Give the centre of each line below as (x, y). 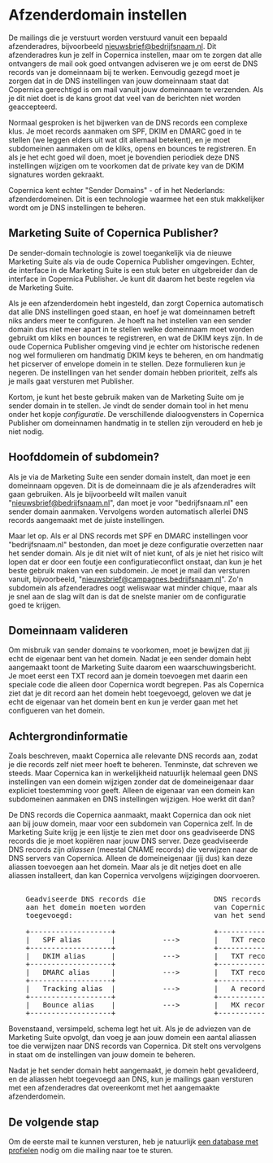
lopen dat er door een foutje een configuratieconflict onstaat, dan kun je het (135, 562)
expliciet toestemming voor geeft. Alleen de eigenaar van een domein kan (132, 791)
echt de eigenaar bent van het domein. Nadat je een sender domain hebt (130, 659)
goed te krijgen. (35, 605)
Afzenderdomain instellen (98, 15)
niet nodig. (26, 431)
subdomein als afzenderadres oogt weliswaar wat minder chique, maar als (133, 587)
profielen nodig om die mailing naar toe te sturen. (91, 1150)
